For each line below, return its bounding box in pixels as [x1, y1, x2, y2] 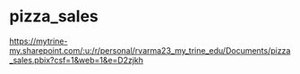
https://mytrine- [9, 36, 68, 46]
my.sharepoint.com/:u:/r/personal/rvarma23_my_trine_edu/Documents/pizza [9, 45, 291, 55]
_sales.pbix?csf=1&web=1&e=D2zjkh [9, 54, 144, 65]
